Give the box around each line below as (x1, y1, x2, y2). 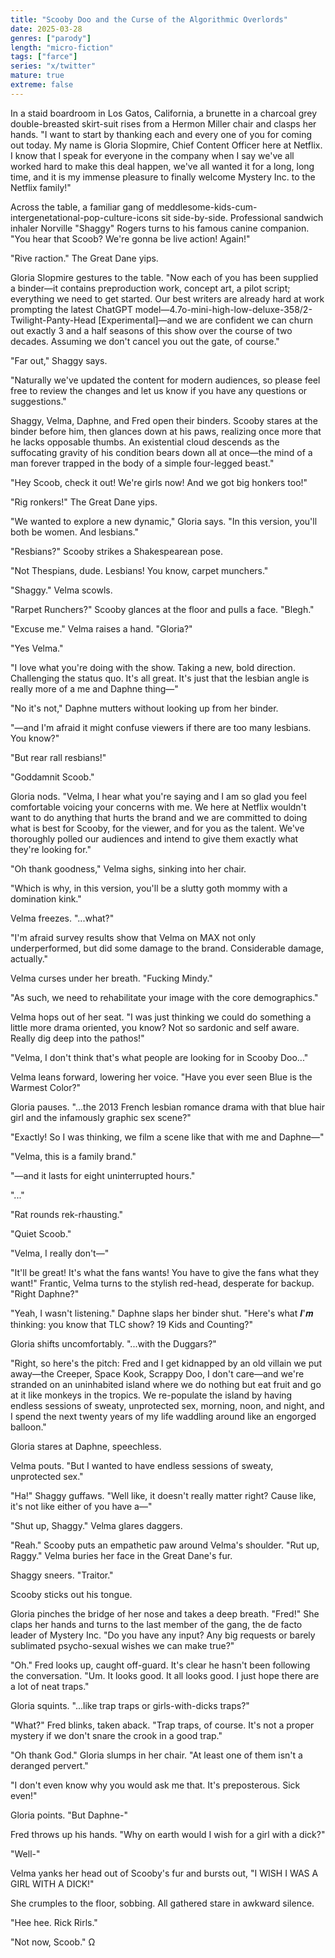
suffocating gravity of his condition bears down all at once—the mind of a (10, 446, 313, 458)
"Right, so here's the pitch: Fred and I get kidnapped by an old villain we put (10, 1357, 323, 1369)
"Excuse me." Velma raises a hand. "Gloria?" (10, 622, 193, 635)
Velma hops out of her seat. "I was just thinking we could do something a (10, 1011, 312, 1023)
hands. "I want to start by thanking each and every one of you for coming (10, 128, 313, 140)
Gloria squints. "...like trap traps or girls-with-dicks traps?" (10, 1699, 250, 1711)
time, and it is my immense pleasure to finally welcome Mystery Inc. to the (10, 171, 316, 183)
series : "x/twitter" (10, 61, 97, 71)
